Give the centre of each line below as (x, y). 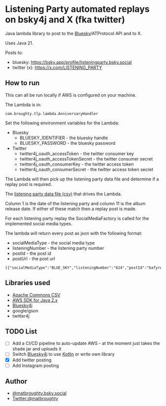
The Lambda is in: (23, 105)
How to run (22, 83)
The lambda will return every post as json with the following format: (74, 233)
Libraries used (28, 283)
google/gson (25, 310)
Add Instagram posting (36, 365)
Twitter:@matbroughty (35, 399)
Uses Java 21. (19, 43)
